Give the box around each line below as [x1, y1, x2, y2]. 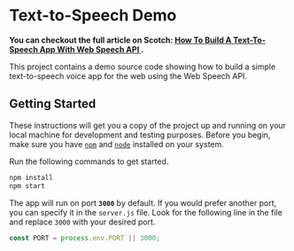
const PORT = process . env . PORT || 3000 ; [9, 233, 161, 242]
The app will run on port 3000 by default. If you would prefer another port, [9, 197, 277, 208]
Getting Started [9, 97, 97, 112]
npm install [9, 173, 53, 182]
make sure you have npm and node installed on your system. [9, 138, 224, 149]
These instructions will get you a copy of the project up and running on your [9, 120, 286, 130]
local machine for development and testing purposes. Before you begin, [9, 129, 271, 140]
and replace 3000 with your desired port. [9, 216, 156, 227]
